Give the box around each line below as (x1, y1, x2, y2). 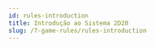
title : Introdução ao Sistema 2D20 (8, 19, 129, 27)
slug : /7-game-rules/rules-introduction (8, 26, 148, 34)
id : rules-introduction (8, 11, 89, 20)
